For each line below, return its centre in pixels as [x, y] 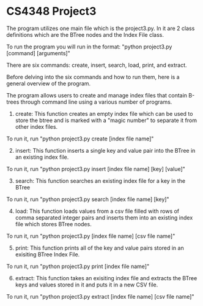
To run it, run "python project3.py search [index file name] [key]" [88, 199]
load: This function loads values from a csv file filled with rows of [97, 211]
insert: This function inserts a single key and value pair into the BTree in [105, 150]
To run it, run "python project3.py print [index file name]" [78, 266]
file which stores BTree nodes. [53, 224]
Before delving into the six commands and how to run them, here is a [93, 77]
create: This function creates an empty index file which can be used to [104, 113]
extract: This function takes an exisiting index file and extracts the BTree [106, 278]
